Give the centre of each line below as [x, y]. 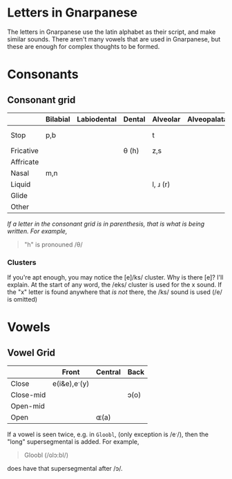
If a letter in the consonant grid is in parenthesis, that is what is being [106, 224]
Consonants [43, 75]
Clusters [22, 262]
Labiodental [97, 119]
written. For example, [37, 231]
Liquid [21, 184]
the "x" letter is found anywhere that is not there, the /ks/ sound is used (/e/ [115, 292]
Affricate [25, 162]
